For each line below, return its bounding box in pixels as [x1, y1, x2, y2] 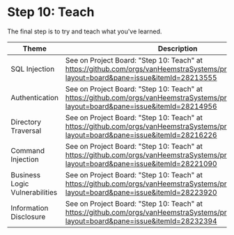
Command [10, 145, 45, 155]
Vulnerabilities [10, 187, 58, 197]
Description [157, 43, 198, 53]
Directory [10, 117, 42, 127]
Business [10, 170, 40, 179]
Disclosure [10, 211, 46, 221]
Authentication [10, 92, 59, 102]
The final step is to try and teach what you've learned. [7, 27, 162, 35]
